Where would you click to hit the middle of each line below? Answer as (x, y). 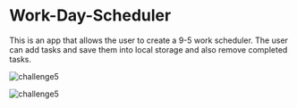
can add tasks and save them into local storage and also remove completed (148, 49)
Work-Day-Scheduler (90, 16)
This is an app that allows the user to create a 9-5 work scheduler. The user (149, 40)
